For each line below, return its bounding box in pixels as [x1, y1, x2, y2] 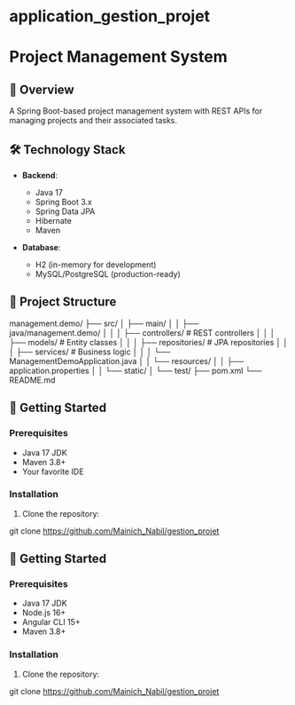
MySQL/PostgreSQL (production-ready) [35, 269, 182, 279]
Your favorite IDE [21, 466, 84, 477]
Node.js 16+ [21, 607, 66, 618]
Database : [21, 242, 61, 252]
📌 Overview [9, 82, 74, 97]
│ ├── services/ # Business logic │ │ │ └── [9, 346, 171, 357]
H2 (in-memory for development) [35, 259, 157, 270]
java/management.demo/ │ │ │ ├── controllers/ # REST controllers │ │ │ [9, 327, 276, 338]
